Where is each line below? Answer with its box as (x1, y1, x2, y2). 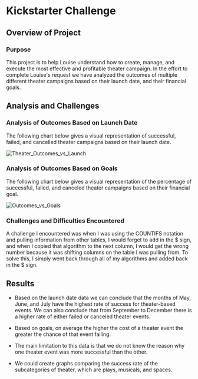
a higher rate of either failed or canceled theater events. (14, 313, 151, 320)
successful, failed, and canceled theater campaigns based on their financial (6, 184, 190, 191)
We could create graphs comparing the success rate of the (14, 360, 158, 367)
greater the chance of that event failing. (14, 331, 111, 338)
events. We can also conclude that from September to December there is (14, 306, 192, 313)
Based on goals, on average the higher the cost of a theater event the (14, 324, 184, 331)
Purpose (6, 45, 31, 54)
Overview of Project (6, 28, 81, 38)
